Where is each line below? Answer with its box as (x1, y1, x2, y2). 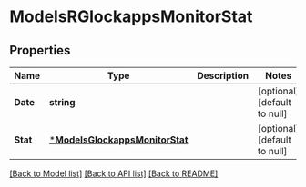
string (48, 96, 76, 108)
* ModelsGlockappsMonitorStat (48, 133, 189, 146)
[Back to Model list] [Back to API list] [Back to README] (9, 168, 219, 179)
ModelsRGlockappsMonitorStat (9, 6, 253, 27)
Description (197, 70, 249, 82)
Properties (9, 43, 71, 58)
